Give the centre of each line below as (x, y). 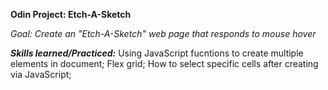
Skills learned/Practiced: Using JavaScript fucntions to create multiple (157, 53)
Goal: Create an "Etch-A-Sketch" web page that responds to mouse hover (163, 33)
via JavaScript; (41, 74)
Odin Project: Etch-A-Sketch (71, 14)
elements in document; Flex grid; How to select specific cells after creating (164, 63)
